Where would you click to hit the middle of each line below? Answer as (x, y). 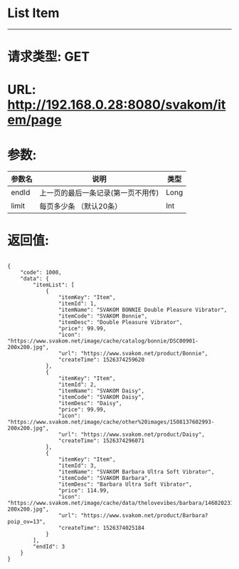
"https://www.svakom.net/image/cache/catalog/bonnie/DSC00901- (103, 341)
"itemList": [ (54, 285)
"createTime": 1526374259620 (101, 360)
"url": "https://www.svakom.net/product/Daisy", (131, 435)
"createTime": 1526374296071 (101, 441)
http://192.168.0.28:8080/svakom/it (117, 105)
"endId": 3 (49, 547)
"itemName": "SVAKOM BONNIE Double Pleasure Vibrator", (143, 310)
